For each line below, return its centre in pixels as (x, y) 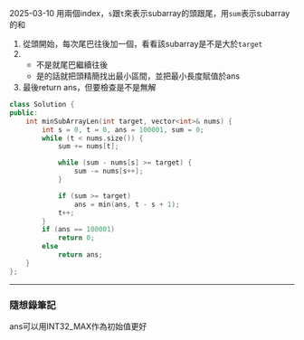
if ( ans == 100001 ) (79, 230)
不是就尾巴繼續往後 (72, 65)
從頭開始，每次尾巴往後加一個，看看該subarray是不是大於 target (142, 44)
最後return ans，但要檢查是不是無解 (89, 87)
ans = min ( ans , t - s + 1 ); (127, 204)
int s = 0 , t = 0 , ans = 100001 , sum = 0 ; (123, 129)
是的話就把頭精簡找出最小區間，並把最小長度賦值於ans (138, 76)
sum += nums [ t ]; (88, 146)
